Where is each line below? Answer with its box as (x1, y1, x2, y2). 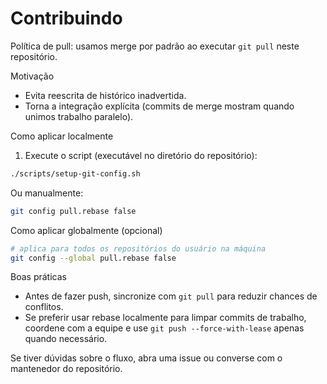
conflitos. (24, 301, 64, 313)
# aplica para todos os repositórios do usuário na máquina (10, 243, 267, 254)
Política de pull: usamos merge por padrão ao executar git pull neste (10, 40, 300, 52)
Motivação (10, 70, 55, 82)
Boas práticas (10, 271, 67, 283)
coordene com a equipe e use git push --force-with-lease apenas (24, 322, 305, 334)
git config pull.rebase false (10, 206, 137, 216)
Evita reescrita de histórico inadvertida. (24, 89, 187, 101)
